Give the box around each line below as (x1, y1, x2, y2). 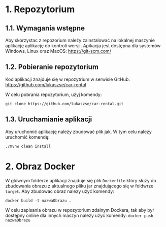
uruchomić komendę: (5, 134, 50, 140)
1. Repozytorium (5, 4, 75, 15)
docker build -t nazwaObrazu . (5, 198, 72, 203)
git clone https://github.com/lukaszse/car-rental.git (5, 101, 124, 106)
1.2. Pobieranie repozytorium (5, 62, 99, 72)
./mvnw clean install (5, 144, 51, 149)
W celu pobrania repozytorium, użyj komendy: (5, 91, 102, 98)
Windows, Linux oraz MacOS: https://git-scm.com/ (5, 48, 112, 54)
